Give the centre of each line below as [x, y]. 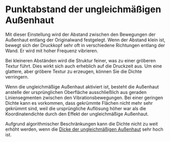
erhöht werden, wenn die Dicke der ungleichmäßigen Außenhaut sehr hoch [84, 129]
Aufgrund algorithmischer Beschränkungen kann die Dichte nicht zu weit [82, 124]
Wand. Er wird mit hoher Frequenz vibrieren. [52, 51]
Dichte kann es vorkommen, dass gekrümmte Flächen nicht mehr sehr [79, 103]
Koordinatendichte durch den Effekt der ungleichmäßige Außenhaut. [77, 114]
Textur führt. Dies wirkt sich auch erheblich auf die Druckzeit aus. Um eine [84, 66]
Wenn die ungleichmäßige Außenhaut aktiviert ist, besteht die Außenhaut [82, 87]
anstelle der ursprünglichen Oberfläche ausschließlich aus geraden [76, 92]
